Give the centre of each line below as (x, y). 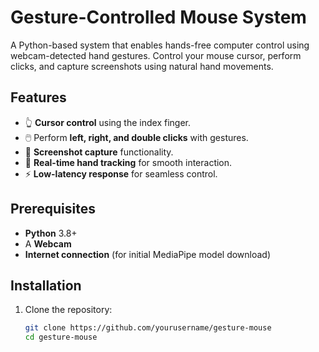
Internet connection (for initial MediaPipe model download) (148, 254)
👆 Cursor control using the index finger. (107, 122)
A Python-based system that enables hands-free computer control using (160, 45)
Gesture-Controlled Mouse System (158, 17)
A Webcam (48, 243)
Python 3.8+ (51, 233)
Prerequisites (53, 209)
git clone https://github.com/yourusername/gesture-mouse (148, 328)
